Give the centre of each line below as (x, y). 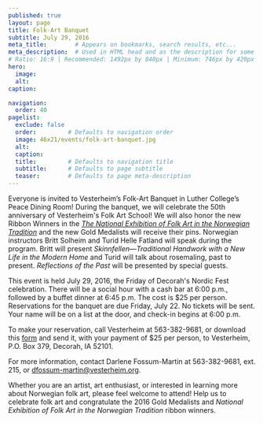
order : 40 (31, 110)
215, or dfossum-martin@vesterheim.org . (75, 370)
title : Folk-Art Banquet (49, 30)
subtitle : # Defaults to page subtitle (89, 169)
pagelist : (24, 118)
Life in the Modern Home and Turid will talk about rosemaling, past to (120, 257)
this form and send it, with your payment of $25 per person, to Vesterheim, (129, 338)
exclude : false (40, 125)
